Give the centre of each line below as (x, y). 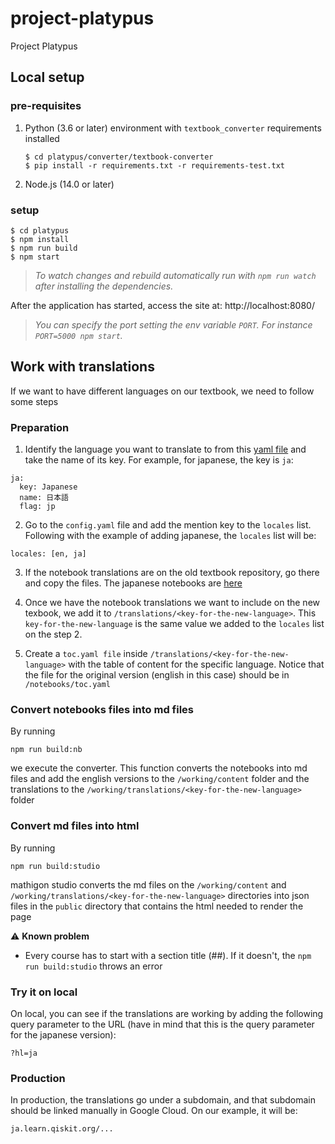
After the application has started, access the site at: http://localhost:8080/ (162, 305)
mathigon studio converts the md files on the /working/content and (148, 884)
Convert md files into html (75, 826)
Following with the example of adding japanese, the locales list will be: (170, 536)
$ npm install (40, 239)
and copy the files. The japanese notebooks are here (133, 583)
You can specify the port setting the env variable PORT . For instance (173, 324)
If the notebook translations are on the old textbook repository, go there (172, 573)
